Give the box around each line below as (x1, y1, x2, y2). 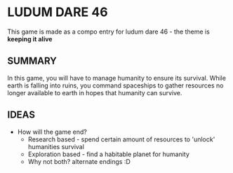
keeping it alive (7, 34, 53, 43)
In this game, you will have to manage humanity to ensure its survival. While (7, 74, 227, 82)
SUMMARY (7, 55, 58, 67)
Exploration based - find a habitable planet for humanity (27, 150, 189, 158)
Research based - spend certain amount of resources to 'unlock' (27, 134, 215, 144)
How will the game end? (17, 127, 88, 136)
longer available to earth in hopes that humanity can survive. (7, 88, 182, 97)
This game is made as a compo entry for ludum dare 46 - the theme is (7, 27, 211, 36)
